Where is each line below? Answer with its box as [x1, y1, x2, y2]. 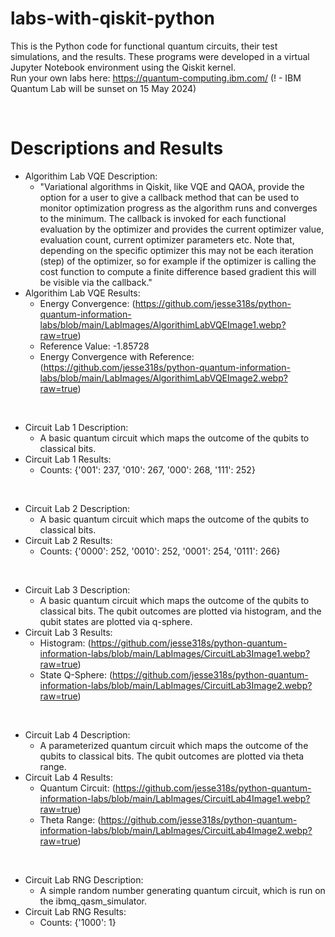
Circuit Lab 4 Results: [24, 771, 114, 783]
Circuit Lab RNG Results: [24, 905, 127, 917]
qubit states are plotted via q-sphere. [39, 615, 193, 627]
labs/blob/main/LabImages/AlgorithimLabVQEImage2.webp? [39, 372, 288, 384]
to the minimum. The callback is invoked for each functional [39, 212, 287, 224]
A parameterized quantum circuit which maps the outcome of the [39, 739, 309, 751]
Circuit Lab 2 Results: [24, 534, 113, 546]
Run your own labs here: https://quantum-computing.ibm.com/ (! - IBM [10, 72, 302, 84]
